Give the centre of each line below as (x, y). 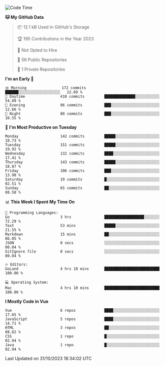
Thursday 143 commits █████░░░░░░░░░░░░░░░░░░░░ (82, 162)
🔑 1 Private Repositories (41, 69)
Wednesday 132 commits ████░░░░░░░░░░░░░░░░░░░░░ (82, 153)
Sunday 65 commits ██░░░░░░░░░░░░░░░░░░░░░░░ (82, 188)
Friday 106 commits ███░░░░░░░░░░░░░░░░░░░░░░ (82, 171)
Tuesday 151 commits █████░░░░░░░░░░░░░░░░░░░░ (82, 145)
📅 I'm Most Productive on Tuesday (41, 127)
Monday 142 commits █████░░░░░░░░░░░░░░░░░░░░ (82, 136)
